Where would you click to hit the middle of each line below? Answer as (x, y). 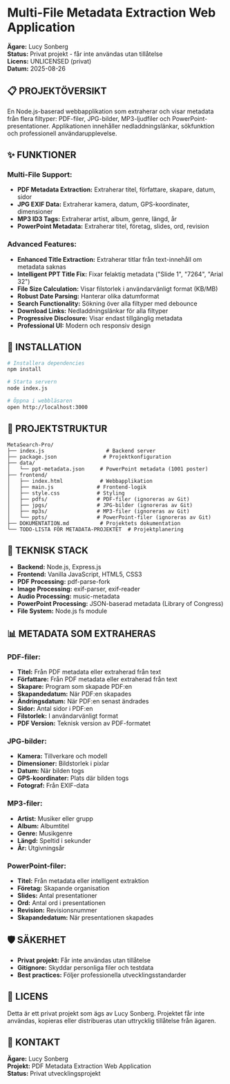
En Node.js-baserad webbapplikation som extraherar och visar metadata (111, 111)
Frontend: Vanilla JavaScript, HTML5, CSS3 (79, 574)
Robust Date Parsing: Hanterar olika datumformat (88, 296)
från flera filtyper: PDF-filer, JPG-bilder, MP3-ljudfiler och (89, 118)
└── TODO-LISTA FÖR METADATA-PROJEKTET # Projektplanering (96, 529)
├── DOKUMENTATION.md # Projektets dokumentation (94, 523)
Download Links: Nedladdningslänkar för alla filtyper (93, 311)
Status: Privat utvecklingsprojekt (54, 1074)
